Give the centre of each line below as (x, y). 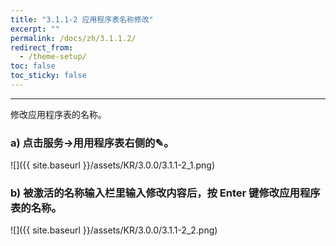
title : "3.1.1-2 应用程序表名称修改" (82, 19)
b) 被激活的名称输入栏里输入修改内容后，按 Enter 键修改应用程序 (165, 193)
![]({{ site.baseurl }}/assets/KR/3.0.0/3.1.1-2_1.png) (113, 165)
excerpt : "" (35, 29)
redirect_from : (42, 47)
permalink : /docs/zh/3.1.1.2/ (73, 38)
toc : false (33, 66)
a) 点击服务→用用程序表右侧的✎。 (92, 143)
